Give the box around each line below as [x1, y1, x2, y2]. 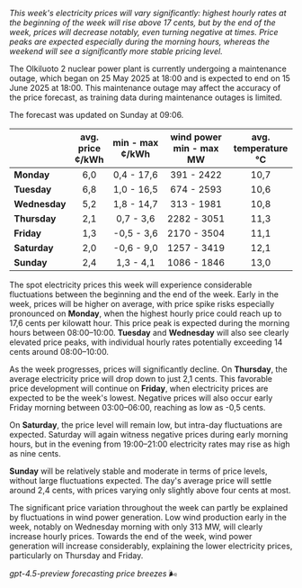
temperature [233, 142, 289, 154]
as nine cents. [9, 448, 61, 458]
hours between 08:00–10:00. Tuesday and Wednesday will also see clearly [9, 328, 289, 338]
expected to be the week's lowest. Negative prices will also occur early [9, 393, 273, 403]
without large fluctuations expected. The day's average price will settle [9, 475, 272, 485]
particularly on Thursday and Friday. [9, 550, 144, 561]
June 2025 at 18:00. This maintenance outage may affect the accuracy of [9, 83, 281, 93]
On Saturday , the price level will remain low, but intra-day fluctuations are [9, 420, 283, 430]
